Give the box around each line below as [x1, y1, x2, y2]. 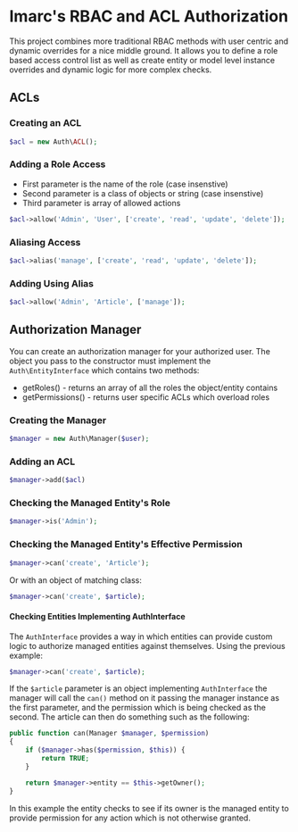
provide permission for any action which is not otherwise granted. [9, 812, 252, 823]
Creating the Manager [9, 413, 107, 426]
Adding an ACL [9, 455, 76, 468]
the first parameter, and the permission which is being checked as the [9, 703, 266, 713]
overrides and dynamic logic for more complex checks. [9, 64, 212, 75]
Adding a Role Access [9, 158, 106, 171]
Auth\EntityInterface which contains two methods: [9, 364, 200, 376]
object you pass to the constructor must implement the [9, 355, 211, 366]
